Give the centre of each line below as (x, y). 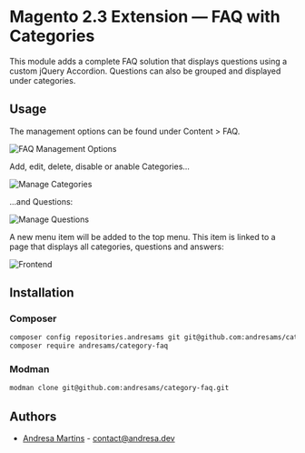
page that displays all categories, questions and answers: (117, 247)
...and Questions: (41, 201)
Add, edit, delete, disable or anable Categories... (100, 166)
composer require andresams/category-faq (89, 346)
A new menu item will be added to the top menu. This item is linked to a (143, 237)
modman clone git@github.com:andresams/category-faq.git (119, 388)
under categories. (43, 80)
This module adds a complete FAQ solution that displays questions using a (148, 61)
